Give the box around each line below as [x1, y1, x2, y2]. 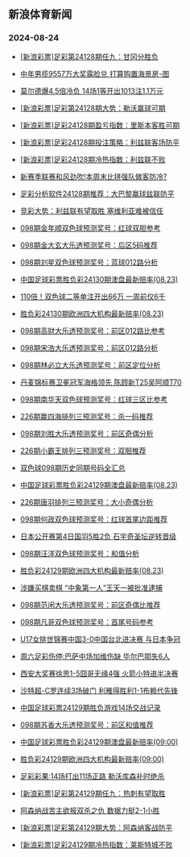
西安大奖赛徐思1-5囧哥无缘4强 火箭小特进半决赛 [19, 668, 179, 678]
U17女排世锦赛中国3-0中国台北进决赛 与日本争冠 [19, 634, 181, 643]
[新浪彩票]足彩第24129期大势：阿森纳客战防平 [19, 822, 173, 832]
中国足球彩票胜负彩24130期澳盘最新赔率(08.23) [19, 274, 179, 284]
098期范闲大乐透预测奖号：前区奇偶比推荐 [19, 600, 161, 609]
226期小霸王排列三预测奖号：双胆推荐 [19, 446, 147, 456]
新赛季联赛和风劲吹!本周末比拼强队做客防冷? [19, 172, 167, 181]
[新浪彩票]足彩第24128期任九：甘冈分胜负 [19, 52, 159, 61]
